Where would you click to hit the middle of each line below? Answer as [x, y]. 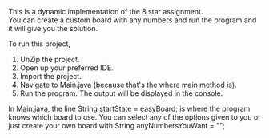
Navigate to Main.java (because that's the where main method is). [128, 85]
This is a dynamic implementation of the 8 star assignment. [106, 12]
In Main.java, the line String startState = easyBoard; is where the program [129, 108]
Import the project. [50, 76]
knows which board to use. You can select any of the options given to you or [134, 117]
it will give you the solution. [53, 28]
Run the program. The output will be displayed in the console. [121, 93]
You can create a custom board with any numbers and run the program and [132, 20]
